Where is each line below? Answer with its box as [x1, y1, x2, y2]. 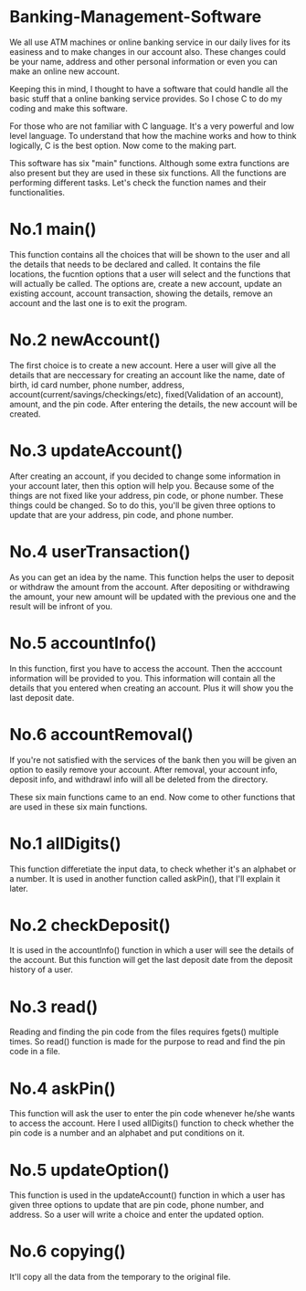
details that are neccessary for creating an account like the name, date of [9, 369, 286, 380]
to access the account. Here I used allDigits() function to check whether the [9, 1117, 294, 1129]
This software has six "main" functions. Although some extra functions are [9, 157, 290, 168]
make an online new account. [9, 66, 121, 77]
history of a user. [9, 964, 73, 975]
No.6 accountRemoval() [9, 724, 194, 745]
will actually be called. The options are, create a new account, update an [9, 278, 282, 289]
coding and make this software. [9, 102, 128, 113]
